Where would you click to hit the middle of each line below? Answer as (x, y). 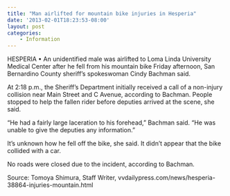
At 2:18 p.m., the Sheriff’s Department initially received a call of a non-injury (115, 87)
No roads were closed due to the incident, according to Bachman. (101, 164)
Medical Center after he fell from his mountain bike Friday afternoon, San (111, 66)
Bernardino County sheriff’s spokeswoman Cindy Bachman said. (99, 74)
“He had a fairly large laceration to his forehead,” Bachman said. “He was (112, 123)
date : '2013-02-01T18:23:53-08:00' (59, 20)
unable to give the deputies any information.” (71, 130)
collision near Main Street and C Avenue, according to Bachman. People (110, 95)
